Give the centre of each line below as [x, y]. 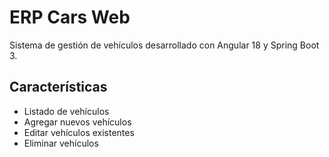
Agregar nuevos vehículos [77, 122]
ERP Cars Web [70, 17]
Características [58, 87]
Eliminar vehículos [61, 143]
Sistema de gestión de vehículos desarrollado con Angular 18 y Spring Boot [164, 45]
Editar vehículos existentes [79, 132]
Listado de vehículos [66, 111]
